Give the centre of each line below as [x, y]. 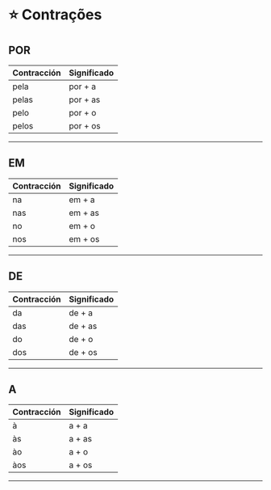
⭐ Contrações [55, 15]
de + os [83, 352]
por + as [85, 99]
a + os [81, 465]
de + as [83, 326]
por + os [85, 126]
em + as [84, 213]
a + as [81, 439]
